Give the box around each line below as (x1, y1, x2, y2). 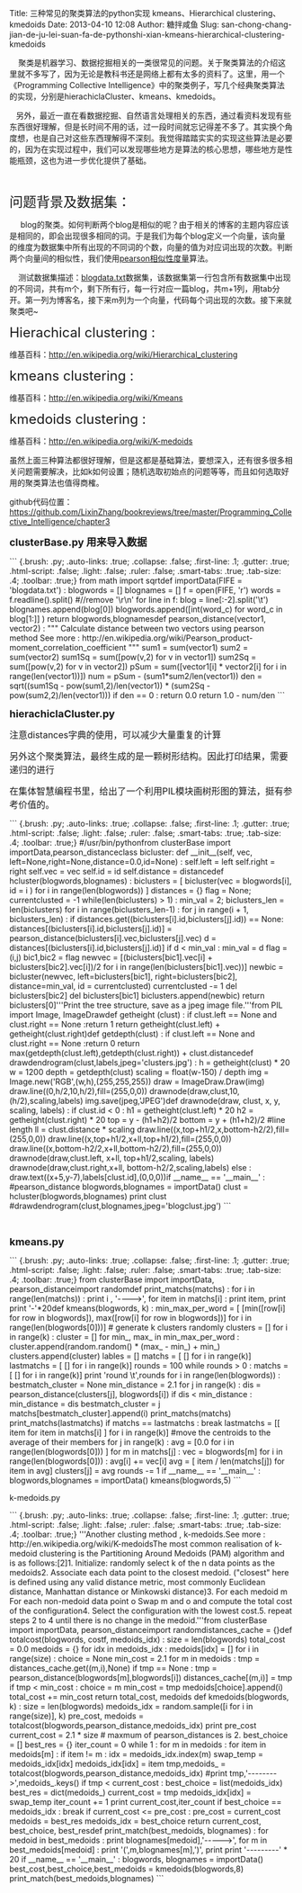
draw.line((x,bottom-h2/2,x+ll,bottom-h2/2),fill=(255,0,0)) (9, 1144, 223, 1153)
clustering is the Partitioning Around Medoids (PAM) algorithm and (39, 1548, 285, 1558)
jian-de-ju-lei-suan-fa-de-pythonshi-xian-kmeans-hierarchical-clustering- (9, 30, 286, 40)
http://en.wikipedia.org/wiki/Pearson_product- (82, 632, 253, 643)
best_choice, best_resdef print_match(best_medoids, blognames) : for (9, 1826, 269, 1835)
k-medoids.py (9, 1493, 61, 1503)
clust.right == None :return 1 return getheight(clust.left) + (9, 1019, 221, 1029)
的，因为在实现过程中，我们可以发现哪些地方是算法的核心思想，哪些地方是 (9, 144, 285, 155)
